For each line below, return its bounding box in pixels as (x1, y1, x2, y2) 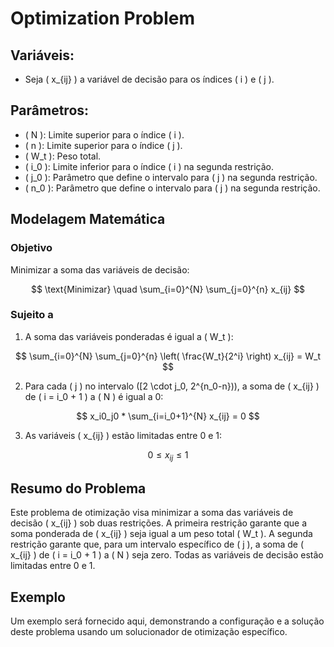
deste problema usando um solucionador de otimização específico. (10, 626, 288, 638)
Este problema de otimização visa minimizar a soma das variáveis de (10, 507, 294, 519)
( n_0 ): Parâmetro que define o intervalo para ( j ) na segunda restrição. (24, 182, 321, 194)
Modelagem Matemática (10, 211, 166, 228)
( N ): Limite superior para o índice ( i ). (24, 128, 185, 141)
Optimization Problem (10, 7, 196, 30)
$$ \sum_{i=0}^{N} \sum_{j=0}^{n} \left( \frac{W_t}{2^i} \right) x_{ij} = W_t (15, 350, 321, 362)
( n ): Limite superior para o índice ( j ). (24, 139, 183, 151)
